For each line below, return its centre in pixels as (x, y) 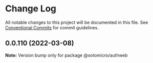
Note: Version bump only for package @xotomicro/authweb (67, 55)
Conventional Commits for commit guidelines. (52, 27)
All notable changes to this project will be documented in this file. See (77, 22)
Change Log (31, 9)
